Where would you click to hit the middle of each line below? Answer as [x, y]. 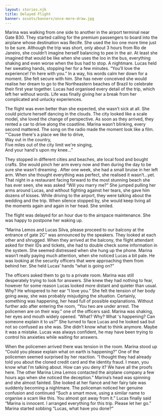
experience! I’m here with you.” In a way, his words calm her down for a [76, 74]
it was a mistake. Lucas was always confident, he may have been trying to [79, 332]
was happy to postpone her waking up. [44, 220]
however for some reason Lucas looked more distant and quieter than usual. [81, 286]
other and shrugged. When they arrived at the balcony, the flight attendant [79, 240]
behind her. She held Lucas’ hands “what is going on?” [60, 266]
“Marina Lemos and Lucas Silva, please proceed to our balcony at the [74, 230]
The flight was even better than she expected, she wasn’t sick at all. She [77, 109]
